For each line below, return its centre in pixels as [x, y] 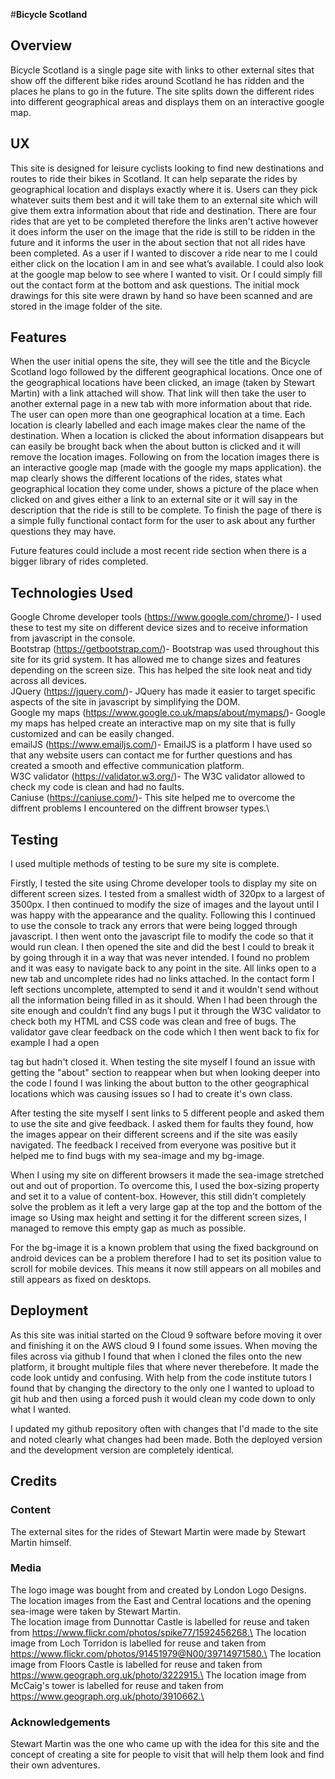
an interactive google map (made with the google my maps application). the [166, 468]
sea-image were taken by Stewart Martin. [95, 1611]
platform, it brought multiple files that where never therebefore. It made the [165, 1366]
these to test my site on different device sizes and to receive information [159, 628]
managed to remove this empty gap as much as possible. [128, 1228]
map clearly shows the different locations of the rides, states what [146, 478]
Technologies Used [71, 592]
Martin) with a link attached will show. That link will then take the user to [158, 393]
